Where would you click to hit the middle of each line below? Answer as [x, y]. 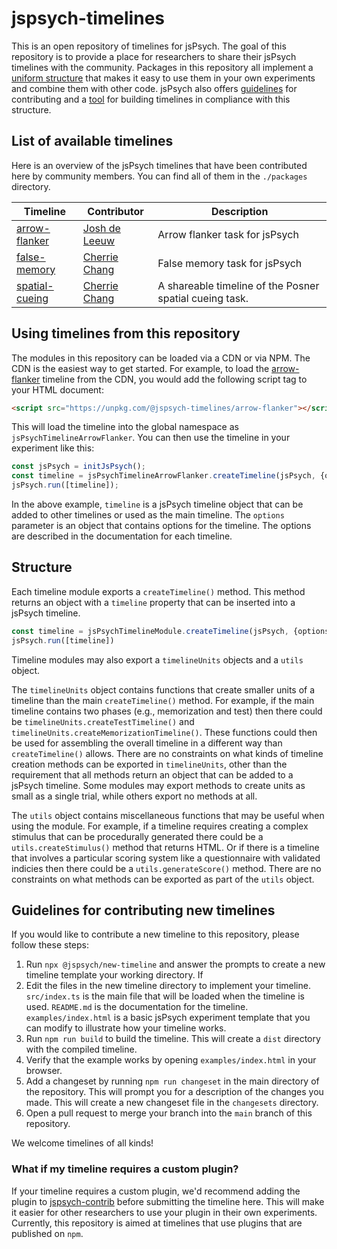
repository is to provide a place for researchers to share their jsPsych [154, 56]
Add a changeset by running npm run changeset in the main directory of [172, 1081]
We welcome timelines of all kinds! [82, 1143]
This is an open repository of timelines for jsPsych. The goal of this [149, 46]
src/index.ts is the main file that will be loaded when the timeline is [165, 996]
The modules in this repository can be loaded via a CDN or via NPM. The [161, 358]
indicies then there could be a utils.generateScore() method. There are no [166, 868]
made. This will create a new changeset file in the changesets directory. [172, 1103]
